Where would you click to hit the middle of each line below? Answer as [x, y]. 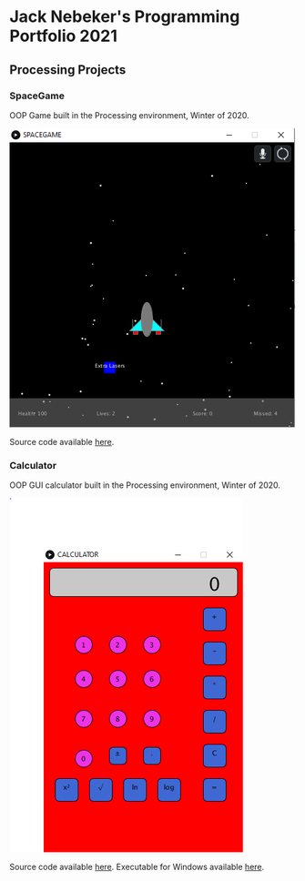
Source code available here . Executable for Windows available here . [137, 867]
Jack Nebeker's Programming [125, 17]
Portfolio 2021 [64, 36]
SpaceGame [37, 96]
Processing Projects [68, 70]
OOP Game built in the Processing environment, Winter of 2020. [130, 115]
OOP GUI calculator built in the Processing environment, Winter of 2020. [145, 485]
